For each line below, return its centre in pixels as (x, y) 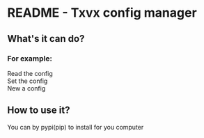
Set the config (28, 81)
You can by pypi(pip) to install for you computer (76, 127)
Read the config (30, 73)
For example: (30, 59)
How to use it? (39, 110)
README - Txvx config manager (102, 13)
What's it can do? (46, 39)
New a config (26, 88)
